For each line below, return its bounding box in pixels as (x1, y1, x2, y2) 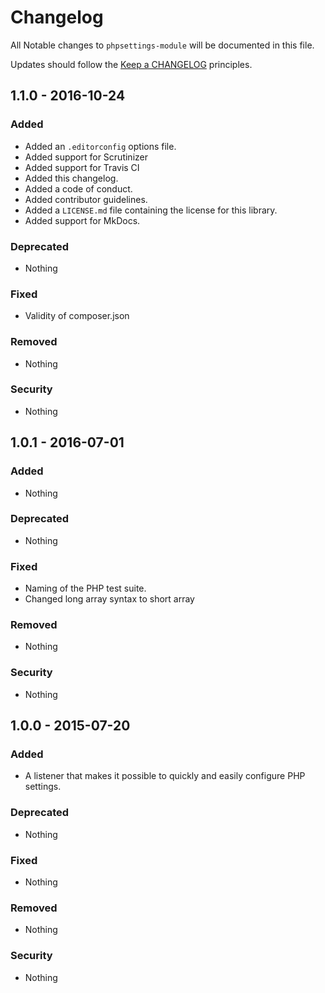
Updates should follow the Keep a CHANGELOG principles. (10, 58, 253, 70)
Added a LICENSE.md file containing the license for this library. (24, 204, 278, 216)
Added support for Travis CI (24, 161, 140, 173)
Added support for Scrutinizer (24, 151, 148, 163)
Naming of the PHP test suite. (24, 582, 147, 595)
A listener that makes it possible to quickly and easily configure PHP (24, 770, 306, 782)
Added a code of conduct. (24, 182, 133, 195)
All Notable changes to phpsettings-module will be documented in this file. (10, 39, 315, 51)
